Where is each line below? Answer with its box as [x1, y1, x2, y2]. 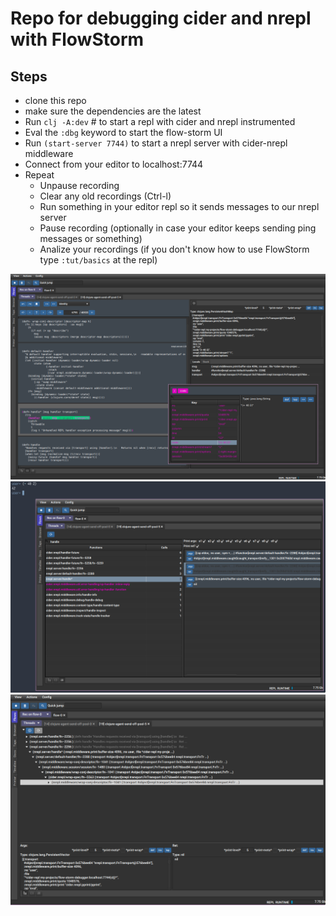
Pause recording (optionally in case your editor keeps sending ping [39, 222, 317, 234]
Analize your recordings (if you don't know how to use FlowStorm [39, 243, 310, 255]
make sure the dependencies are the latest [24, 105, 202, 117]
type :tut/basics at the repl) [39, 254, 158, 266]
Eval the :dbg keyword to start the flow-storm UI [24, 127, 223, 138]
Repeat [24, 169, 55, 181]
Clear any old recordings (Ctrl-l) [39, 190, 172, 202]
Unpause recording [39, 180, 120, 191]
